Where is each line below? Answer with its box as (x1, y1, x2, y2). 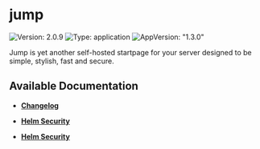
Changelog (20, 100, 60, 110)
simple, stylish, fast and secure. (9, 56, 115, 66)
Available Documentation (9, 79, 139, 93)
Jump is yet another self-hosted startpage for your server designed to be (9, 47, 252, 57)
